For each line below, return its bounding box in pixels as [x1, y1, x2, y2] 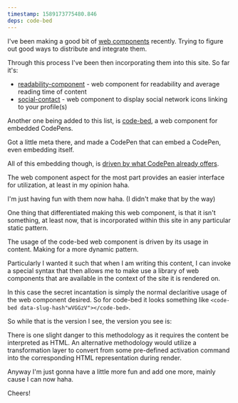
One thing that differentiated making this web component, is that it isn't [7, 208, 216, 217]
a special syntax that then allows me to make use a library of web [7, 266, 200, 275]
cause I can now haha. [7, 374, 73, 383]
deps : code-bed [7, 17, 53, 24]
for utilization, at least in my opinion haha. [7, 180, 130, 189]
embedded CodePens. [7, 124, 73, 132]
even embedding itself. [7, 145, 75, 154]
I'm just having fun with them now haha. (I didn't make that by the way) [7, 194, 216, 203]
